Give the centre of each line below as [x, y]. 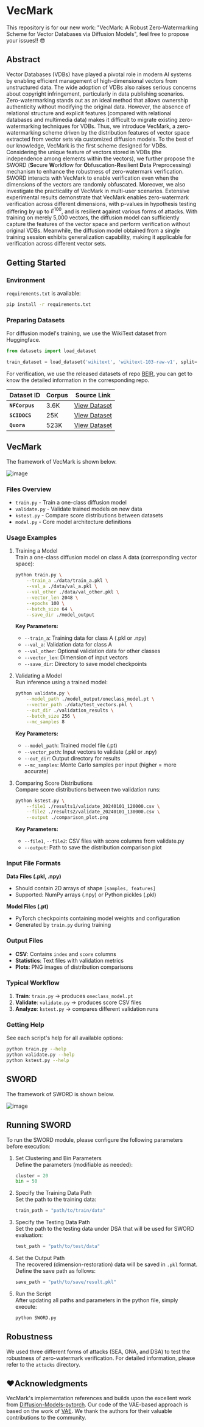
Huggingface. [23, 340]
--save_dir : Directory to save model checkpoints [86, 664]
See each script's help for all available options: [65, 1038]
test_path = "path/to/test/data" [58, 1247]
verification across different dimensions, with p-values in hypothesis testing [101, 204]
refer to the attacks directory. [43, 1364]
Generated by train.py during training [63, 925]
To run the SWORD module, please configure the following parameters [95, 1139]
